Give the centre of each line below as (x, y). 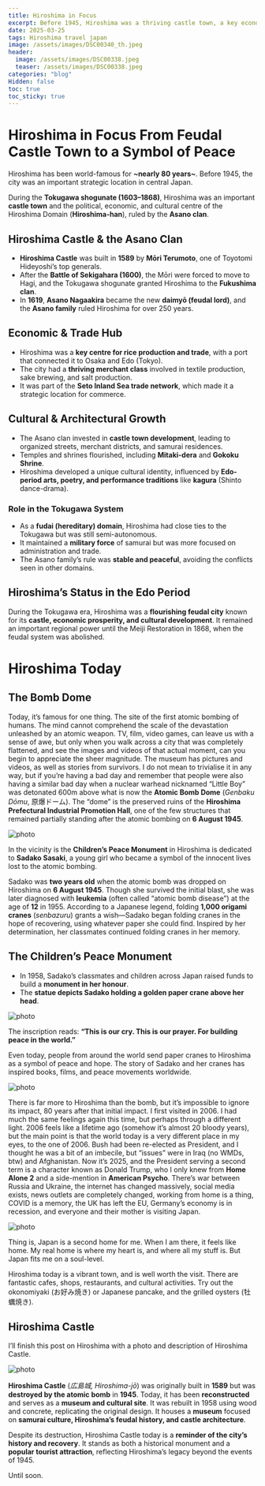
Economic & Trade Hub (65, 333)
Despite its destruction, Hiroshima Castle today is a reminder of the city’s (128, 1435)
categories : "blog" (40, 74)
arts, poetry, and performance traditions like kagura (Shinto (142, 480)
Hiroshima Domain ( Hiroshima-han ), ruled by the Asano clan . (108, 215)
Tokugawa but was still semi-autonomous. (88, 534)
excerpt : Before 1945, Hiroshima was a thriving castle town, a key (123, 23)
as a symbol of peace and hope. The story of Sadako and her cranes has (127, 1063)
